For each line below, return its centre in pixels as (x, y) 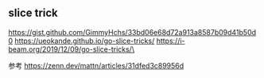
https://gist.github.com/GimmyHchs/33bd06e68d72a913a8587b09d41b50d (132, 32)
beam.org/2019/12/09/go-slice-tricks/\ (72, 49)
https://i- (171, 41)
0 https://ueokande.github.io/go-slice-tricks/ (82, 41)
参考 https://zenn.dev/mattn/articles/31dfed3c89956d (96, 65)
